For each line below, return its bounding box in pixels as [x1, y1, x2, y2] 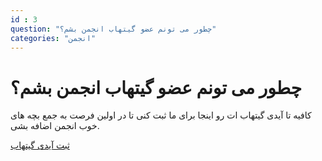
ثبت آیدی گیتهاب [10, 139, 70, 151]
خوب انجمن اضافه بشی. [10, 120, 100, 132]
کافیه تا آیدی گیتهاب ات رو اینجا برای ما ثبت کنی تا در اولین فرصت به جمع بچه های [10, 109, 312, 121]
